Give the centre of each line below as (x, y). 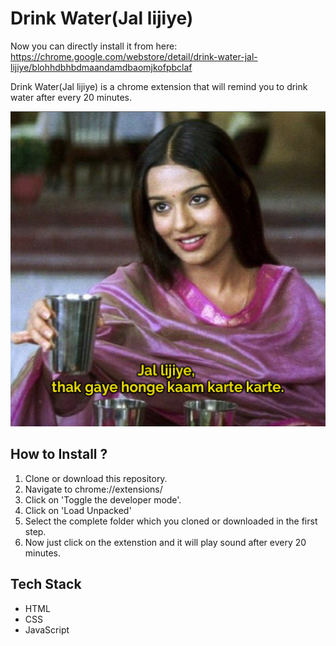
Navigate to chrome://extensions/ (93, 489)
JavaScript (47, 629)
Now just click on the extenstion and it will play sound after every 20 (165, 542)
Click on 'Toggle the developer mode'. (103, 499)
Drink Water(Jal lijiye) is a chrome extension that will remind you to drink (159, 86)
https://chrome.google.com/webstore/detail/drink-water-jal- (134, 56)
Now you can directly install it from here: (94, 46)
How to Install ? (59, 454)
